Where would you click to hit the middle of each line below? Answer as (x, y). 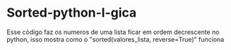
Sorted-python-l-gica (72, 13)
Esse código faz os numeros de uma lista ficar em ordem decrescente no (113, 32)
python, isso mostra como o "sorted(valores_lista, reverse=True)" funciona (115, 39)
